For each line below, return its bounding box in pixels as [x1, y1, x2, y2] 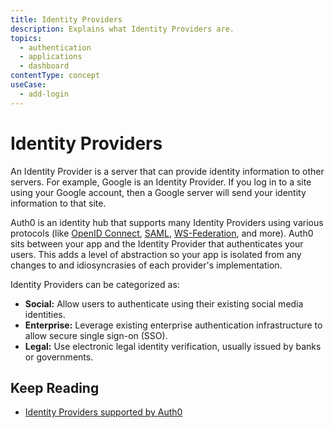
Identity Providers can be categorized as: [10, 278, 180, 290]
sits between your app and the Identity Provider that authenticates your [10, 237, 304, 250]
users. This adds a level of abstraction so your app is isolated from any [10, 248, 302, 260]
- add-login [19, 89, 70, 99]
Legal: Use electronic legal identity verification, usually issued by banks [24, 340, 322, 352]
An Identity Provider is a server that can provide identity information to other [10, 165, 325, 177]
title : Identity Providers [10, 14, 123, 25]
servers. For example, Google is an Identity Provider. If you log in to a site [10, 176, 312, 188]
